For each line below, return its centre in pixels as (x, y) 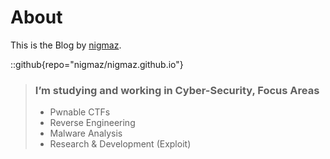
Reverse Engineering (92, 123)
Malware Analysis (86, 133)
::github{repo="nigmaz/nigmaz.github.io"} (97, 64)
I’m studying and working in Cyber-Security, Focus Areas (177, 90)
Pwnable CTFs (80, 112)
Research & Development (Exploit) (120, 144)
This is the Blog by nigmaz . (66, 45)
